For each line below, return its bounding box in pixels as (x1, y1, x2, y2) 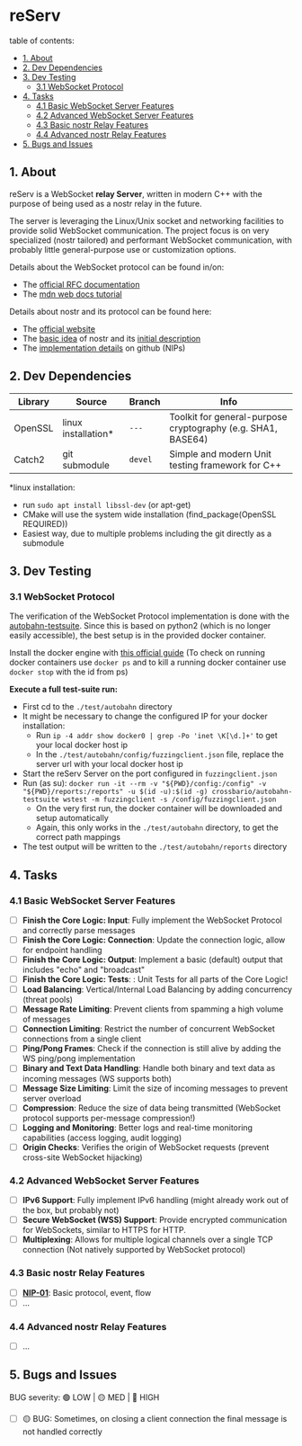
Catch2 (13, 453, 45, 466)
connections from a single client (22, 1033, 142, 1044)
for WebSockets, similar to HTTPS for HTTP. (22, 1225, 187, 1236)
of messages (22, 1013, 71, 1025)
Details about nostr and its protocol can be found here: (9, 306, 212, 317)
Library (17, 395, 49, 407)
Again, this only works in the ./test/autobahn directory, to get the (35, 822, 279, 833)
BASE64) (169, 433, 209, 445)
